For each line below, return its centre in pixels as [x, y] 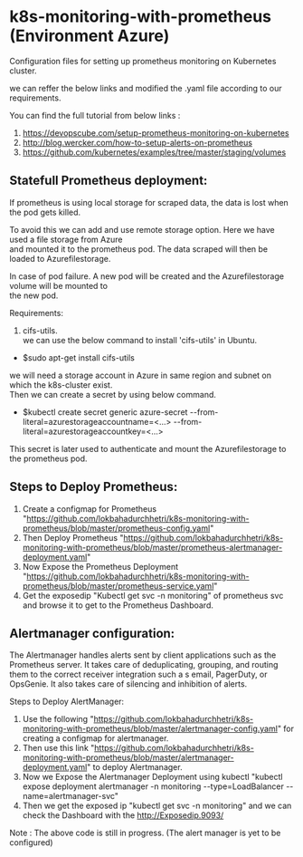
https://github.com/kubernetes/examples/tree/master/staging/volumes [154, 152]
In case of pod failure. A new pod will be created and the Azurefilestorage [147, 276]
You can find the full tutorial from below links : [95, 115]
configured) [31, 843]
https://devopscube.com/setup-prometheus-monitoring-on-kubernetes [156, 132]
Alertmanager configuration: [92, 633]
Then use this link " [58, 748]
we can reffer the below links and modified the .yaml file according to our [146, 88]
